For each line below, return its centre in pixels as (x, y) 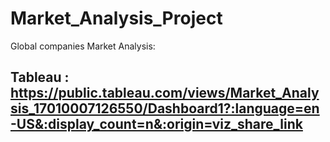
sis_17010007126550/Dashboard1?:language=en (165, 108)
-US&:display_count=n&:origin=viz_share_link (156, 124)
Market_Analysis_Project (116, 18)
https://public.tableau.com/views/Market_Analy (165, 93)
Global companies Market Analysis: (83, 46)
